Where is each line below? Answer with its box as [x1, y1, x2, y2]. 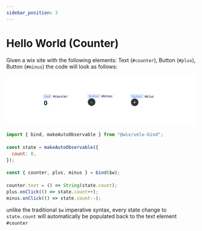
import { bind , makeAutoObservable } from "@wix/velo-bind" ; [6, 131, 164, 138]
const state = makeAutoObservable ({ [6, 144, 99, 150]
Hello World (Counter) [6, 36, 119, 50]
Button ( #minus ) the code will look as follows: [6, 63, 118, 70]
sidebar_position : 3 [6, 10, 59, 16]
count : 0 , [11, 151, 36, 157]
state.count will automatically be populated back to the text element [6, 212, 177, 220]
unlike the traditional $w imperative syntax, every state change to [6, 206, 167, 214]
